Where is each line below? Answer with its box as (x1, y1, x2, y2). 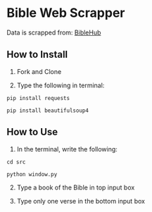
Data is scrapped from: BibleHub (6, 28, 101, 37)
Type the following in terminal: (16, 81, 105, 89)
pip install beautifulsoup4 (6, 107, 89, 114)
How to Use (6, 126, 58, 138)
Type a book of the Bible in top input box (16, 183, 135, 192)
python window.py (6, 170, 58, 177)
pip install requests (6, 94, 70, 101)
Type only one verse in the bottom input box (16, 197, 146, 205)
